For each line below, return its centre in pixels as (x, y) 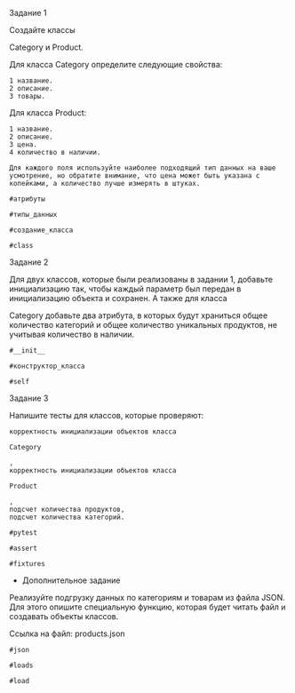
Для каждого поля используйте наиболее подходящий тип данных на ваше (143, 168)
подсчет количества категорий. (67, 517)
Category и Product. (47, 47)
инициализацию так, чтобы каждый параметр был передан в (125, 289)
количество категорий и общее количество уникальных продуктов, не (144, 325)
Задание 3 (29, 398)
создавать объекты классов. (64, 616)
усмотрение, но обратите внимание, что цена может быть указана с (135, 176)
